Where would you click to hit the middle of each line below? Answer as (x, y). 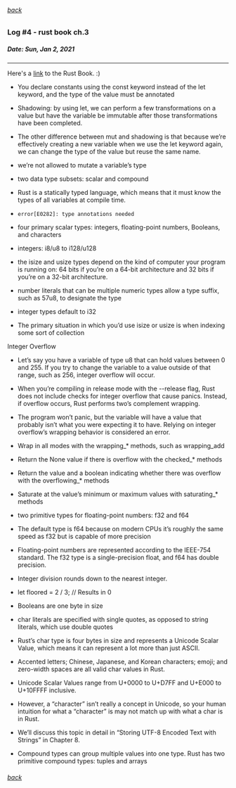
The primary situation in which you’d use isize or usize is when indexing (121, 325)
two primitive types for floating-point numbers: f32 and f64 (103, 515)
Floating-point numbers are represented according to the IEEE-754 (114, 550)
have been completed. (50, 123)
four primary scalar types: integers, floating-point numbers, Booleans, (119, 227)
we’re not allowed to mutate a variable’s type (82, 165)
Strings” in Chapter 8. (49, 740)
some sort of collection (51, 333)
